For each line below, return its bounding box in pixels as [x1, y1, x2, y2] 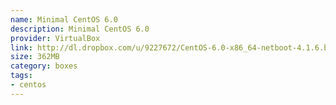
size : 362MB [10, 52, 60, 62]
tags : [10, 71, 33, 81]
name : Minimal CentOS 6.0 [10, 14, 118, 25]
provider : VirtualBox [10, 33, 101, 43]
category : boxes [10, 61, 78, 71]
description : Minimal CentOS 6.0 [10, 24, 150, 34]
